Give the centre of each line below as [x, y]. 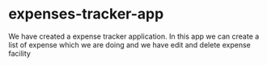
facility [19, 53]
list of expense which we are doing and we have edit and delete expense [129, 44]
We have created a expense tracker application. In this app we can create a [134, 36]
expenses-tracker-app [86, 14]
